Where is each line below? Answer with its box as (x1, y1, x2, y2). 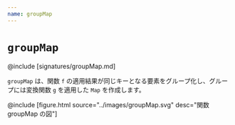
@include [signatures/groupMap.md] (7, 62, 116, 70)
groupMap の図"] (7, 109, 58, 118)
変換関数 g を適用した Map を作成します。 (26, 85, 146, 94)
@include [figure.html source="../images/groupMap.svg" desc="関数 (7, 100, 210, 109)
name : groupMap (7, 10, 53, 18)
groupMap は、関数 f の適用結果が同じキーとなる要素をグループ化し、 (7, 76, 210, 85)
